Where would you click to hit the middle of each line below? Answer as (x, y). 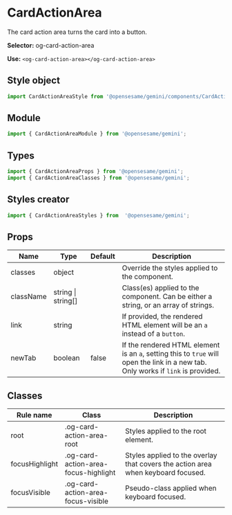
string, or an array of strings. (168, 305)
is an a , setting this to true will (170, 354)
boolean (67, 358)
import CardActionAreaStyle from (55, 96)
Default (103, 256)
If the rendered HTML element (171, 345)
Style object (34, 81)
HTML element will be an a (165, 325)
